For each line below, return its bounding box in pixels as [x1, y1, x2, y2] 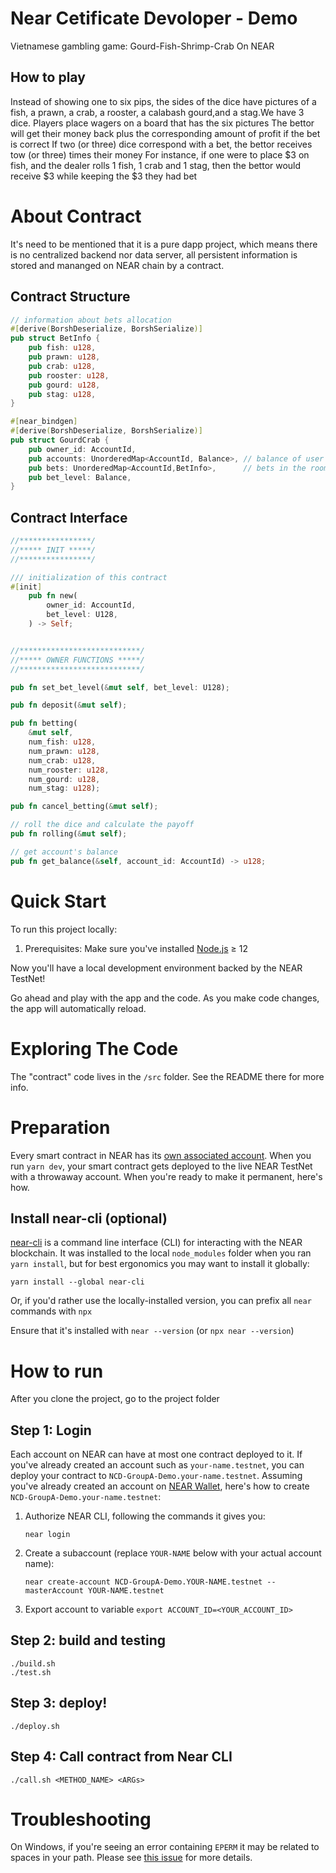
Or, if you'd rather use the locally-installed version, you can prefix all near [10, 1295, 312, 1307]
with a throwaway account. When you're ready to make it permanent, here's [10, 1170, 323, 1182]
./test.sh [10, 1667, 52, 1677]
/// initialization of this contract [10, 572, 168, 582]
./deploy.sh [10, 1721, 60, 1731]
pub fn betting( [10, 718, 78, 729]
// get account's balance [10, 847, 118, 857]
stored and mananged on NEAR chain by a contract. [10, 259, 225, 271]
